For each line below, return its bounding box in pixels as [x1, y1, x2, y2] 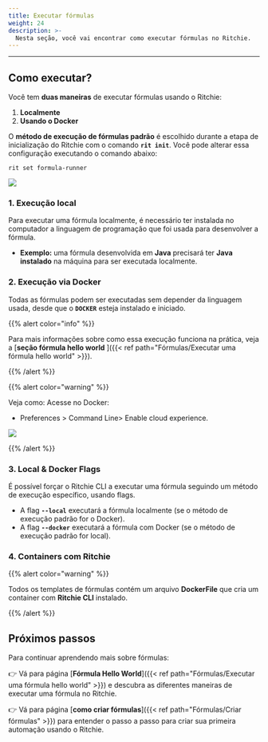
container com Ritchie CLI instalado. [8, 593, 128, 603]
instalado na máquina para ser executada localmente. [19, 256, 198, 266]
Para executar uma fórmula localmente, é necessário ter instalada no [8, 216, 235, 225]
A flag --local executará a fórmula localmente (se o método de [19, 505, 229, 515]
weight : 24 [8, 19, 45, 27]
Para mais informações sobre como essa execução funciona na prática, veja [8, 334, 259, 343]
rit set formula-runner [8, 165, 88, 173]
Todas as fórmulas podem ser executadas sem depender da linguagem [8, 295, 242, 304]
